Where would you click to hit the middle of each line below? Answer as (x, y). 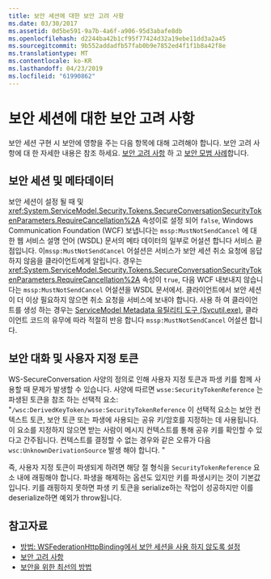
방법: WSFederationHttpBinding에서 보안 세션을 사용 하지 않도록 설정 (130, 547)
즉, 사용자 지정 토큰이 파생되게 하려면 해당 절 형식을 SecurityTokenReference (130, 467)
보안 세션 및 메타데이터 (61, 180)
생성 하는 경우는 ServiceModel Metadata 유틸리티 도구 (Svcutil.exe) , (133, 310)
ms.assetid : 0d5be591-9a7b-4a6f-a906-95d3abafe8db (95, 31)
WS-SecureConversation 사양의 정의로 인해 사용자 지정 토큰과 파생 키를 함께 (131, 379)
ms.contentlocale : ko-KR (50, 62)
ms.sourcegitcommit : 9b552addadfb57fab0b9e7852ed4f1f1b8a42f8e (117, 46)
